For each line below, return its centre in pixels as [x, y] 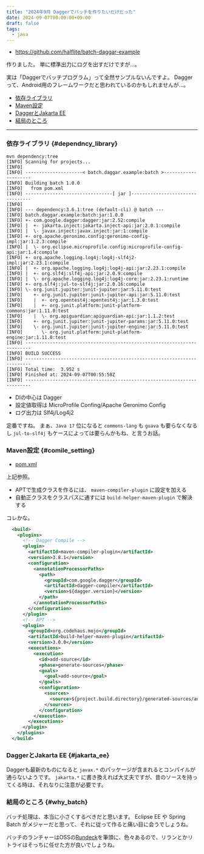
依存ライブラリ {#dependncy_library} [62, 144]
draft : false [23, 23]
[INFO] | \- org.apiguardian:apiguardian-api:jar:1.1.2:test [90, 316]
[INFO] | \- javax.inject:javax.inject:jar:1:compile [77, 231]
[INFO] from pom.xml [35, 189]
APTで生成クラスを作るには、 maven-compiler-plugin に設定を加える [101, 490]
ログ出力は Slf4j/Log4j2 [44, 413]
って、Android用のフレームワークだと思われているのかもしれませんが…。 [98, 85]
